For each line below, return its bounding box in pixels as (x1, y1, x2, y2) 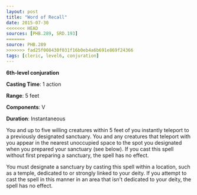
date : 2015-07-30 (6, 20, 49, 25)
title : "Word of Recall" (6, 14, 67, 20)
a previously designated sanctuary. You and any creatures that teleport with (6, 133, 191, 140)
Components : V (6, 103, 46, 110)
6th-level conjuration (6, 69, 59, 76)
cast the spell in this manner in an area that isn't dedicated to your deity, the (6, 175, 191, 183)
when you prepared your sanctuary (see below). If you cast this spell (6, 145, 174, 152)
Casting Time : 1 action (6, 81, 62, 88)
